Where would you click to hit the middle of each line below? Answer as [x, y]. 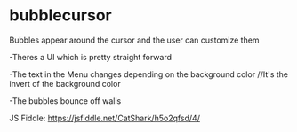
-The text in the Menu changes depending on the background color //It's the [149, 74]
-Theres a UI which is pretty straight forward [90, 57]
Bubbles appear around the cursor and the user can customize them [134, 40]
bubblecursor [61, 16]
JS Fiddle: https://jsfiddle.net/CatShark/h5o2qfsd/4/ [104, 118]
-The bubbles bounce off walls [65, 101]
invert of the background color [65, 83]
